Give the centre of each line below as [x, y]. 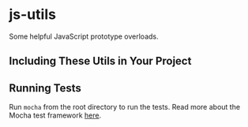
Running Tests [45, 88]
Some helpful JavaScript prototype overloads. [84, 36]
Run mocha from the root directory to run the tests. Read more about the [124, 107]
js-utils [32, 15]
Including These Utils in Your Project [100, 61]
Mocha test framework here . [55, 115]
